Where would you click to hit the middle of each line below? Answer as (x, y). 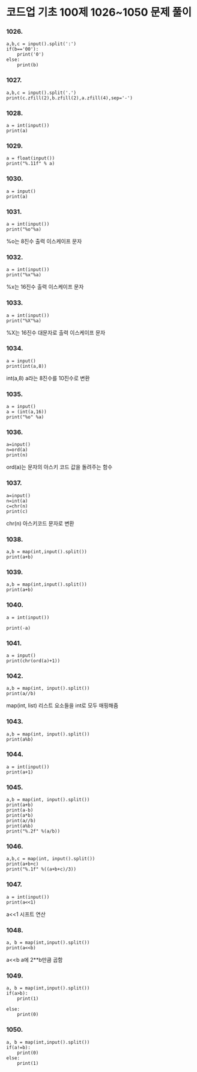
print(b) (28, 65)
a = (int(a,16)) (26, 412)
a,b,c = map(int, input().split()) (51, 859)
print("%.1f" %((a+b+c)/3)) (41, 869)
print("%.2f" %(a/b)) (33, 831)
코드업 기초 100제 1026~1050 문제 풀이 (99, 12)
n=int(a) (17, 501)
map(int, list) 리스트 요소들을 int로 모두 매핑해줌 (62, 705)
